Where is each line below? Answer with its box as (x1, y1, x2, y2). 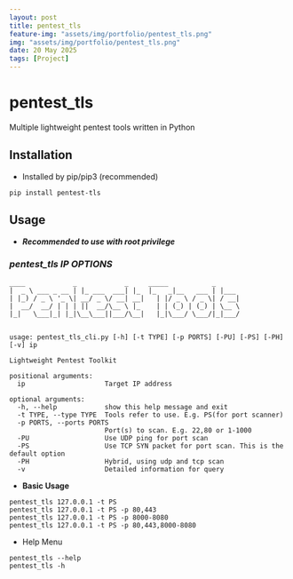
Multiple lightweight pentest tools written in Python (9, 122, 195, 132)
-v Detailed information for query (17, 464, 225, 473)
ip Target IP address (17, 379, 173, 388)
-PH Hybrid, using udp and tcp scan (17, 456, 225, 466)
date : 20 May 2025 (9, 46, 77, 55)
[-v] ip (9, 340, 38, 349)
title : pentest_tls (9, 21, 82, 30)
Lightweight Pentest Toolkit (9, 356, 117, 365)
